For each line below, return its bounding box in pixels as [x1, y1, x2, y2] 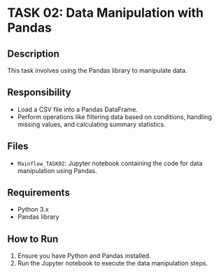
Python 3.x [17, 205, 49, 214]
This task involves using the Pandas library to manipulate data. [7, 67, 188, 74]
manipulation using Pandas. [17, 166, 98, 174]
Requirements [7, 187, 70, 199]
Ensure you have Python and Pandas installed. [17, 252, 152, 260]
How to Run [7, 233, 59, 245]
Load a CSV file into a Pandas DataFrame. [17, 105, 139, 114]
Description [7, 48, 59, 60]
